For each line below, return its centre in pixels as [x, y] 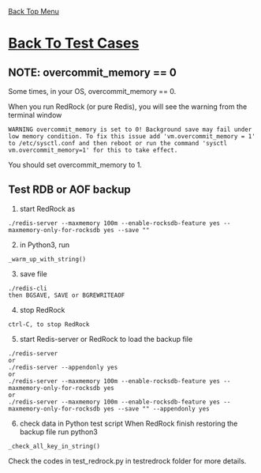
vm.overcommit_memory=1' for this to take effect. [93, 150]
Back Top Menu [34, 11]
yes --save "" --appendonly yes [157, 409]
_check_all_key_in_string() [54, 446]
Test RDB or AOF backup [70, 190]
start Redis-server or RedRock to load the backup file [106, 339]
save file [33, 274]
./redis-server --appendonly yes [63, 367]
